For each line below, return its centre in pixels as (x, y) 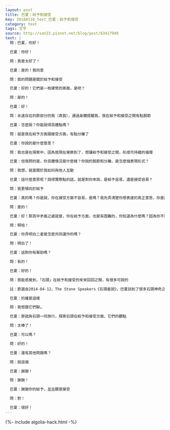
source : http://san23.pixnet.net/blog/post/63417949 (62, 33)
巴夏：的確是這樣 (25, 298)
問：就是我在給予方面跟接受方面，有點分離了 (50, 134)
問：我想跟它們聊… (26, 307)
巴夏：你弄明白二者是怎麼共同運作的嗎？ (46, 234)
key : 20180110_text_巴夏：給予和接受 (42, 19)
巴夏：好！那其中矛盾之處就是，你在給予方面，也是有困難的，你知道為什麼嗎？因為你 (85, 216)
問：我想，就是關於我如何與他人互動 (42, 171)
